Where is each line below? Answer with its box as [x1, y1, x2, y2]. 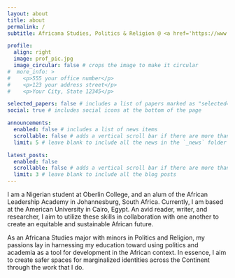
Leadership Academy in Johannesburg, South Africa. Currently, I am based [7, 198, 224, 206]
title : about [7, 17, 45, 24]
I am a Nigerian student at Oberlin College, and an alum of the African [7, 190, 208, 198]
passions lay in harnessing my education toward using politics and [7, 241, 199, 249]
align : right [13, 49, 52, 56]
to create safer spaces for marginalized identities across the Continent [7, 256, 210, 264]
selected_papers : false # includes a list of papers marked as [7, 101, 196, 108]
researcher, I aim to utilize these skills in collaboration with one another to [7, 212, 219, 221]
